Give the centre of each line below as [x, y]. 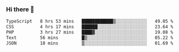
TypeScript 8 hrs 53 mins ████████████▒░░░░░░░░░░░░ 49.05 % [90, 22]
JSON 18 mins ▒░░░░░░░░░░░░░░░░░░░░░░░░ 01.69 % [90, 43]
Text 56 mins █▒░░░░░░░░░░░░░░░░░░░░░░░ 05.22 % [90, 37]
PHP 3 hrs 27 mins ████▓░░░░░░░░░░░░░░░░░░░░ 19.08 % [90, 32]
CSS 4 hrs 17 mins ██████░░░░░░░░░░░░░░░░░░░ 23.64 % [90, 27]
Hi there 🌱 [20, 9]
